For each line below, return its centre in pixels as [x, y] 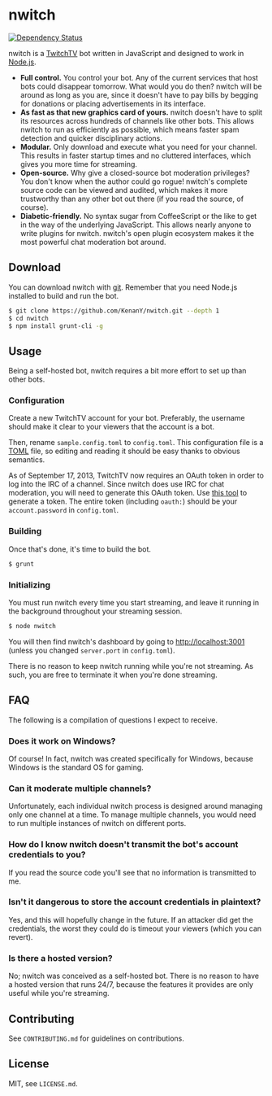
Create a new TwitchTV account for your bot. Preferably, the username [127, 418]
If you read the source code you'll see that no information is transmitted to [132, 872]
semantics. [27, 460]
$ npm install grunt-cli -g [56, 326]
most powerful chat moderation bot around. [93, 242]
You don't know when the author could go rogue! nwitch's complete [134, 181]
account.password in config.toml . [64, 510]
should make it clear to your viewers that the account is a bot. [112, 427]
